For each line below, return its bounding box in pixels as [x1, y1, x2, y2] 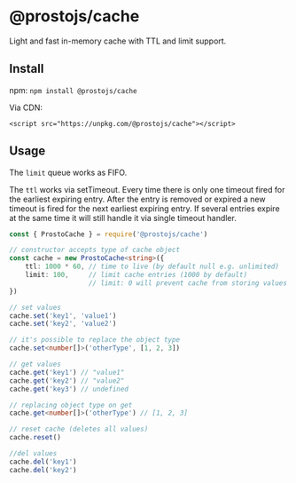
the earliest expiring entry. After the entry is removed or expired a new [9, 194, 266, 204]
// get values [9, 360, 62, 369]
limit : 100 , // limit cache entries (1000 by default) [25, 271, 248, 280]
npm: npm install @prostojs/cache [9, 84, 137, 95]
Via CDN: [9, 102, 43, 113]
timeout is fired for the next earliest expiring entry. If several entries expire [9, 202, 281, 214]
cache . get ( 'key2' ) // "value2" [9, 376, 125, 385]
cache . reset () [9, 433, 62, 442]
